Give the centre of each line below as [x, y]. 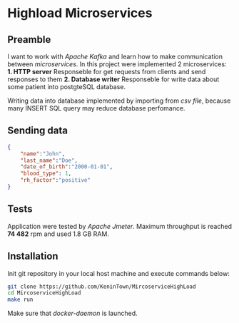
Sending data [37, 131]
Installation [33, 256]
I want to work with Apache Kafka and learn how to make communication [115, 56]
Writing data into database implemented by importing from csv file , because [119, 101]
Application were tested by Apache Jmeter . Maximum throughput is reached [120, 226]
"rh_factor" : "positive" [56, 180]
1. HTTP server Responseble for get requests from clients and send [107, 72]
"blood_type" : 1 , [46, 174]
